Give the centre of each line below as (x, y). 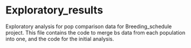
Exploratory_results (54, 10)
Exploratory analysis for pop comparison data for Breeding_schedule (89, 26)
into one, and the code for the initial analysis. (60, 39)
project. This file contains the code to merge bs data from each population (95, 32)
